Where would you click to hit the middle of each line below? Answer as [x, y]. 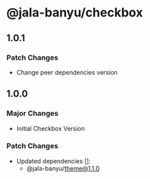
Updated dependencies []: [53, 161]
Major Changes [33, 113]
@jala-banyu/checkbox [75, 13]
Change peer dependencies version [67, 72]
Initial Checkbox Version [50, 128]
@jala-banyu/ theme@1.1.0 [63, 168]
